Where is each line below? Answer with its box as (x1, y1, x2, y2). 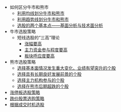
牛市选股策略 (9, 29, 36, 34)
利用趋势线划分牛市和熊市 (17, 17, 69, 22)
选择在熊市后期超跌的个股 (17, 83, 69, 89)
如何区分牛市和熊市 (9, 4, 49, 10)
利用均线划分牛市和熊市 (17, 10, 65, 16)
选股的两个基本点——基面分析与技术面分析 (17, 22, 103, 28)
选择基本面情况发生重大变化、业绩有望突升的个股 (17, 65, 116, 71)
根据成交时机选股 (9, 102, 45, 107)
